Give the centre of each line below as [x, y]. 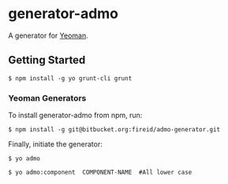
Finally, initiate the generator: [55, 144]
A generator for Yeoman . [48, 35]
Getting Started [47, 60]
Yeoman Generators [47, 98]
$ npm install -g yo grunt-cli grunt [70, 78]
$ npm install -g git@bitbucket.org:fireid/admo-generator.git [114, 130]
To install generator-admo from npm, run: [75, 116]
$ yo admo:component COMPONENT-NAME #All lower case [100, 173]
